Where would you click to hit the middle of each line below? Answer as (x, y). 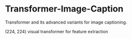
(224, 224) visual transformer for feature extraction (57, 31)
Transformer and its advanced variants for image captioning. (66, 22)
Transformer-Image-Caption (64, 9)
